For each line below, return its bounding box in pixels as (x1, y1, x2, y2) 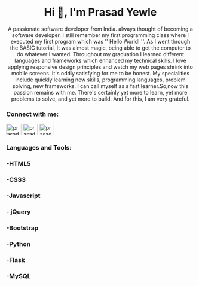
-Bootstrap (6, 224, 39, 232)
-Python (6, 239, 31, 248)
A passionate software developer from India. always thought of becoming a (8, 25, 193, 32)
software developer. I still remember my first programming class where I (11, 31, 189, 38)
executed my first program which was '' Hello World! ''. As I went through (10, 38, 191, 45)
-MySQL (6, 272, 31, 280)
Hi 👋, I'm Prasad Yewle (44, 5, 157, 19)
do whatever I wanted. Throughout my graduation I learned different (17, 50, 184, 57)
